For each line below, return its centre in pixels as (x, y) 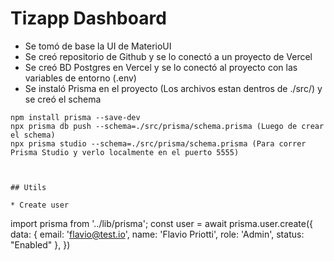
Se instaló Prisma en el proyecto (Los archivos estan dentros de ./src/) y (173, 88)
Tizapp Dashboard (88, 18)
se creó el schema (63, 99)
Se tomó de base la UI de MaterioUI (98, 46)
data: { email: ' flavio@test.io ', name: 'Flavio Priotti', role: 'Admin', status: (157, 234)
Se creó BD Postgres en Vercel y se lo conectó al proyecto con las (161, 67)
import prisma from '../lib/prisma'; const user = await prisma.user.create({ (162, 223)
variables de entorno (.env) (80, 78)
